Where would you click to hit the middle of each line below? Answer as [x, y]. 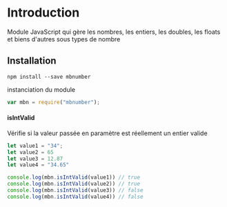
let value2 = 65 [30, 152]
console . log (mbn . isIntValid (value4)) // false [75, 197]
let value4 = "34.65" [38, 165]
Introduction [43, 13]
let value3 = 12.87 [35, 159]
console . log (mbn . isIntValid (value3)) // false [75, 190]
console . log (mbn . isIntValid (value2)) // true [73, 184]
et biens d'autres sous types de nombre [64, 39]
